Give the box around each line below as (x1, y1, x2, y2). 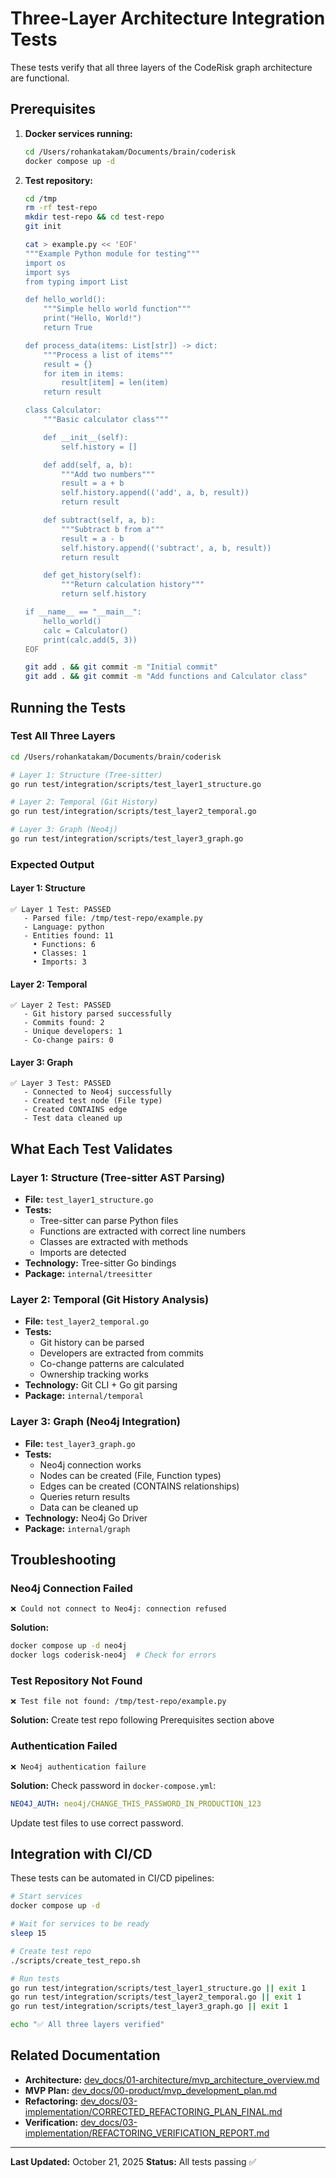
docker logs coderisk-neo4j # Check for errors (10, 1650, 217, 1661)
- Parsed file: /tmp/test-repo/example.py (23, 913, 203, 924)
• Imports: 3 (32, 957, 87, 967)
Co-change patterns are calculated (39, 1358, 185, 1370)
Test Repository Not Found (10, 1674, 143, 1688)
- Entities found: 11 (23, 931, 114, 941)
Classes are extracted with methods (39, 1236, 189, 1248)
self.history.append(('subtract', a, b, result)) (61, 543, 272, 553)
